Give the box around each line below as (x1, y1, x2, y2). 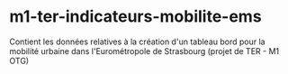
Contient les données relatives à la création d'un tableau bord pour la (9, 36, 265, 47)
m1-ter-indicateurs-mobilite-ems (9, 6, 263, 27)
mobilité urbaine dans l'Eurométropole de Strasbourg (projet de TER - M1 (9, 45, 280, 56)
